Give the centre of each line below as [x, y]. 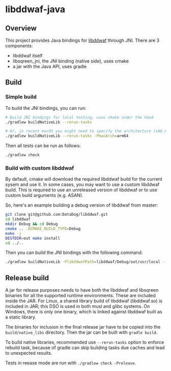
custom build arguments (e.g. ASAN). [44, 195]
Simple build [21, 97]
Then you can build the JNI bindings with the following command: [74, 252]
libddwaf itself [27, 55]
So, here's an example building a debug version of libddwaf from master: [82, 205]
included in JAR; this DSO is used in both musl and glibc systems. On [78, 306]
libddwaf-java [35, 9]
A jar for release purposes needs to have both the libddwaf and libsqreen [82, 290]
